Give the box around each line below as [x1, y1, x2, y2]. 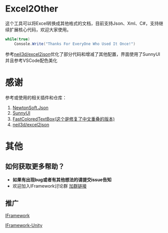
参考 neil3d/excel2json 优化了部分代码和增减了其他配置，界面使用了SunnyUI [5, 51, 160, 57]
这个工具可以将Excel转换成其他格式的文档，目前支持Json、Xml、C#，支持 [5, 20, 159, 26]
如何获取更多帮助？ [5, 162, 65, 171]
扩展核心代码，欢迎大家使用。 [9, 26, 71, 33]
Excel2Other [5, 3, 59, 15]
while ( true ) [5, 36, 30, 42]
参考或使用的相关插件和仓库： [5, 94, 67, 101]
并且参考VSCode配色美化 [5, 57, 58, 63]
